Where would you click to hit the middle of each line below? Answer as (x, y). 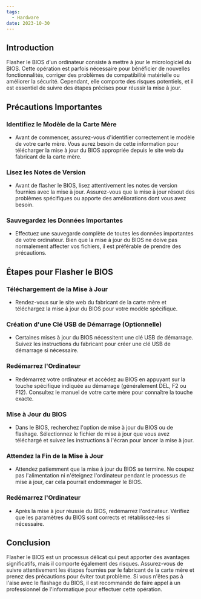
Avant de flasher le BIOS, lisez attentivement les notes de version (96, 186)
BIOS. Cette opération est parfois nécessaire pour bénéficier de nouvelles (98, 69)
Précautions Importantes (54, 107)
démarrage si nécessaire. (47, 350)
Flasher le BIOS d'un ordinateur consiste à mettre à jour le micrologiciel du (99, 62)
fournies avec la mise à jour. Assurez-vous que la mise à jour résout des (105, 192)
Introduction (30, 47)
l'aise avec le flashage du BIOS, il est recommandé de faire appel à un (93, 583)
